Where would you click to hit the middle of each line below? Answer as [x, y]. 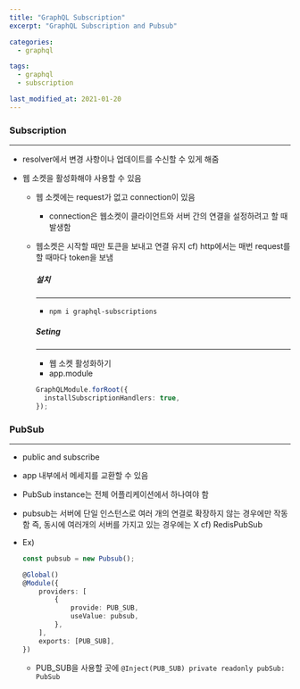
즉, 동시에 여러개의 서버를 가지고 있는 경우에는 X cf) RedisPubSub [147, 524]
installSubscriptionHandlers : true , [112, 398]
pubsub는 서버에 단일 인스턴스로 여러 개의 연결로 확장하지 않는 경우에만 [147, 513]
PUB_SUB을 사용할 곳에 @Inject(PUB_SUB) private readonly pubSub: [160, 668]
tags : [19, 66]
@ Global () [41, 575]
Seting [48, 331]
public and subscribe [61, 457]
